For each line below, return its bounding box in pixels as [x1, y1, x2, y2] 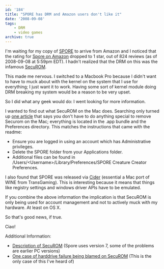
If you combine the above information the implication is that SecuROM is [5, 194, 151, 200]
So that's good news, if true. [5, 214, 62, 220]
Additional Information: [5, 233, 52, 239]
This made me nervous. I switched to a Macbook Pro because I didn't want [5, 73, 157, 79]
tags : [5, 21, 16, 26]
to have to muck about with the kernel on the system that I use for [5, 78, 138, 84]
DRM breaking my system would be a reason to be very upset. [5, 89, 131, 95]
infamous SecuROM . [5, 63, 47, 69]
